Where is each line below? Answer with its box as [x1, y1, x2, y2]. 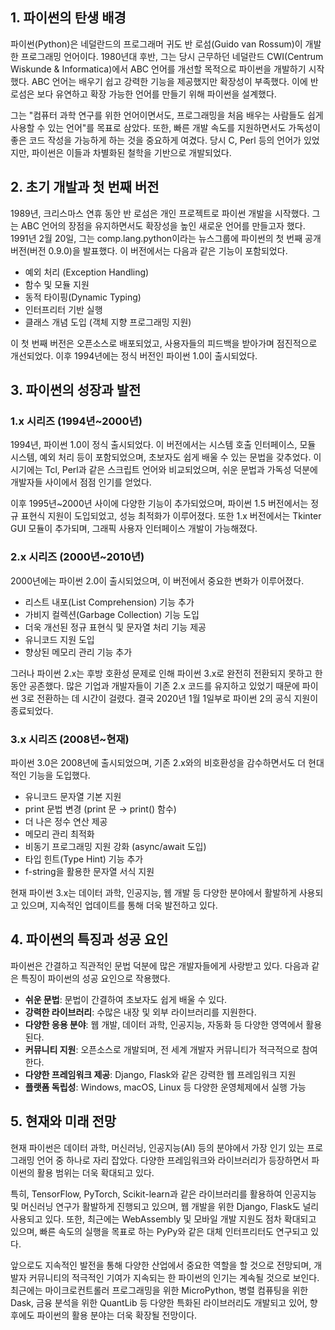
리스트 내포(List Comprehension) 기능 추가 [24, 596, 195, 608]
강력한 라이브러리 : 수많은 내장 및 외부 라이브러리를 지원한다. [24, 1006, 257, 1018]
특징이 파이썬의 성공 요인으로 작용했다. [20, 972, 171, 984]
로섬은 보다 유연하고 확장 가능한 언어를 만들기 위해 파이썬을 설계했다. [10, 88, 277, 100]
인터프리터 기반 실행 [24, 303, 103, 315]
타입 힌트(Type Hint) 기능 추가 [24, 853, 144, 865]
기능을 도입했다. [28, 769, 91, 781]
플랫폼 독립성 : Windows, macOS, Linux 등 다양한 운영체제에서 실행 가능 [24, 1081, 307, 1093]
